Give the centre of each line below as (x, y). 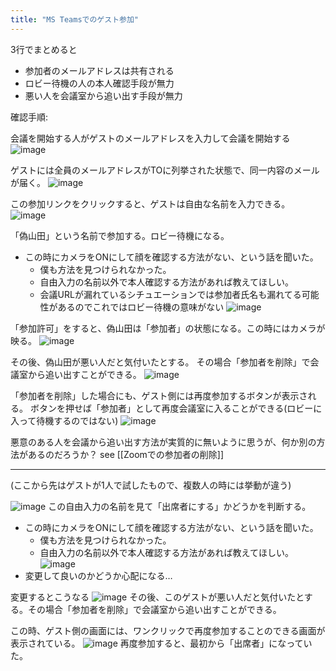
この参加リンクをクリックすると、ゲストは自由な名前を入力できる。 (150, 203)
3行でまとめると (44, 49)
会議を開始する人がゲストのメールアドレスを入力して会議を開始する (150, 138)
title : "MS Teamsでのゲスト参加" (74, 19)
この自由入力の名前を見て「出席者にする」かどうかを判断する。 (180, 506)
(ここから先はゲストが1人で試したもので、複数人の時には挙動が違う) (151, 485)
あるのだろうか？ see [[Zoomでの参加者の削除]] (126, 454)
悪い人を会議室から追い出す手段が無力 (103, 95)
